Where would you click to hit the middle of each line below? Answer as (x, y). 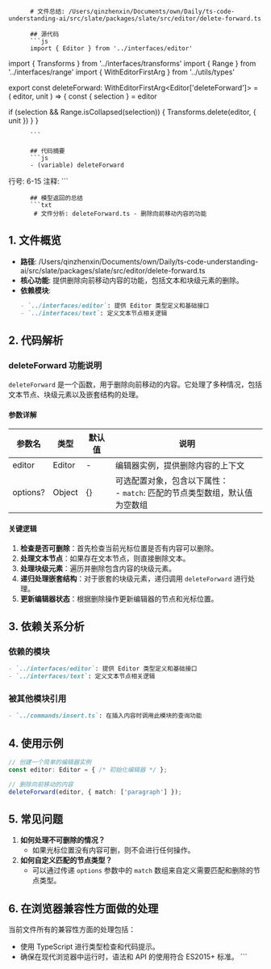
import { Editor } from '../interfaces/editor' (111, 49)
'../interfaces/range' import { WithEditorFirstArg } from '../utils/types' (122, 72)
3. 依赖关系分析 (46, 626)
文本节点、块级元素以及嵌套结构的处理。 (75, 395)
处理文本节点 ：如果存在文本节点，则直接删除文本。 (105, 558)
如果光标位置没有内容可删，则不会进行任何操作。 (113, 850)
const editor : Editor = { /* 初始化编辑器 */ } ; (88, 770)
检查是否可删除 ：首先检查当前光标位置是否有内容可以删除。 (119, 548)
